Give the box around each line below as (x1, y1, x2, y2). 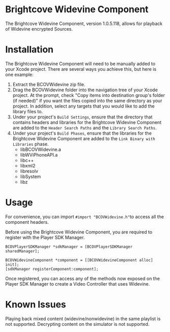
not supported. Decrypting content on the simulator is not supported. (5, 321, 150, 327)
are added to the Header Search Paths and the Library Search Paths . (12, 124, 157, 131)
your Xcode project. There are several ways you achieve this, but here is (5, 66, 156, 72)
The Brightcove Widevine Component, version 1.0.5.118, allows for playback (5, 20, 163, 27)
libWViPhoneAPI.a (20, 151, 58, 158)
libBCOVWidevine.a (20, 146, 61, 152)
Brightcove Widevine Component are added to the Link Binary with (12, 135, 156, 141)
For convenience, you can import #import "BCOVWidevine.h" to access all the (5, 213, 164, 220)
